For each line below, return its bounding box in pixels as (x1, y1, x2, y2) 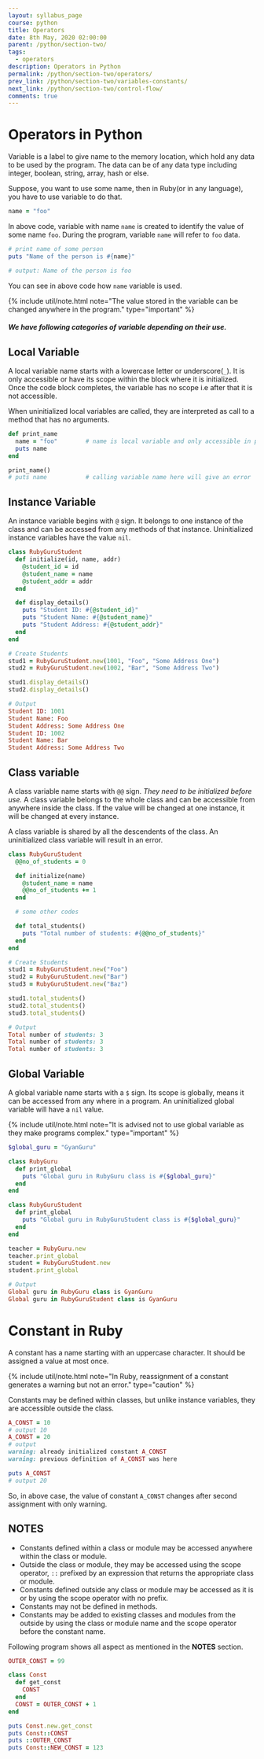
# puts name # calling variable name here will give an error (8, 474, 251, 481)
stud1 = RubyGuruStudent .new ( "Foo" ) (8, 965, 128, 974)
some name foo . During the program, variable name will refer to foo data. (8, 230, 241, 240)
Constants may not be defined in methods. (19, 1602, 158, 1611)
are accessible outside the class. (8, 1403, 114, 1413)
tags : (8, 48, 26, 56)
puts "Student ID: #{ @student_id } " (22, 607, 139, 614)
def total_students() (15, 922, 86, 931)
